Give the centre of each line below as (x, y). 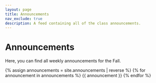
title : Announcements (27, 14)
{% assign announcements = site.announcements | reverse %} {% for (75, 70)
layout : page (18, 10)
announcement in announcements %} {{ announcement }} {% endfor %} (78, 76)
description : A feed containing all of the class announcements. (73, 23)
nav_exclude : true (24, 19)
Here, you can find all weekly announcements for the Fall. (63, 61)
